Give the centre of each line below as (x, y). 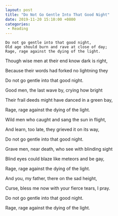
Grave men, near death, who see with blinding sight (59, 149)
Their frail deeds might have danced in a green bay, (59, 100)
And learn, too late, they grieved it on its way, (52, 129)
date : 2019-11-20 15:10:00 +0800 (41, 19)
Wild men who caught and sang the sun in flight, (56, 120)
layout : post (19, 10)
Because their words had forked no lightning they (57, 71)
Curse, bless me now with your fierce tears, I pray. (58, 188)
